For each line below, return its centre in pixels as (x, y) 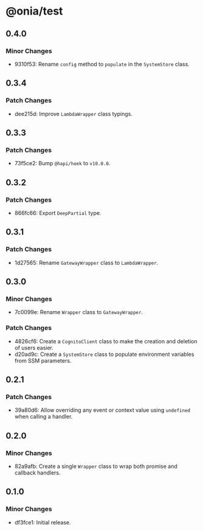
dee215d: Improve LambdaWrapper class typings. (74, 114)
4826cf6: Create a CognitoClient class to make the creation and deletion (106, 341)
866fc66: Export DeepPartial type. (58, 213)
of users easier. (34, 348)
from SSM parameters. (43, 360)
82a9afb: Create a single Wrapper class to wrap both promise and (96, 466)
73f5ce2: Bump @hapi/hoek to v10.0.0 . (62, 163)
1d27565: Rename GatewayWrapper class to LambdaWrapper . (86, 262)
